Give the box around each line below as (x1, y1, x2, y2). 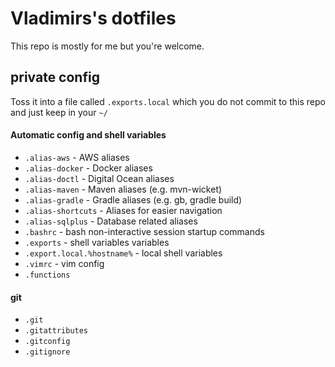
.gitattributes (24, 326, 89, 336)
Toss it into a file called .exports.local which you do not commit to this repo (10, 95, 326, 107)
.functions (24, 270, 71, 280)
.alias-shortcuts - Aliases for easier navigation (24, 204, 223, 216)
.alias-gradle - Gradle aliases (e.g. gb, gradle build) (24, 193, 243, 206)
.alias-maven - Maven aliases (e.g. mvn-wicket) (24, 183, 223, 195)
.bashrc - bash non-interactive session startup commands (24, 225, 265, 237)
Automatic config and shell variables (10, 129, 167, 141)
